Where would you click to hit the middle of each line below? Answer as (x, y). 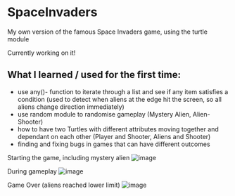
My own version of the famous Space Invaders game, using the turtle (107, 32)
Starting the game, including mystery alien (69, 157)
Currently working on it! (42, 53)
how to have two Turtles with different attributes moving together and (118, 129)
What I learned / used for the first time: (94, 75)
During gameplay (32, 171)
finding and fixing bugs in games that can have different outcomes (114, 144)
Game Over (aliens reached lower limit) (64, 185)
